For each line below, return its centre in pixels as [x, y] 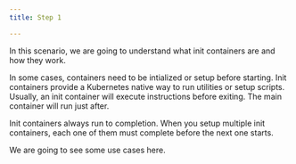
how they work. [38, 60]
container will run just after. [59, 106]
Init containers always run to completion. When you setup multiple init [137, 123]
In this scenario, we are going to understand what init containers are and [142, 51]
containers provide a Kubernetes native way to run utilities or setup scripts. [147, 86]
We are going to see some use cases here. [88, 150]
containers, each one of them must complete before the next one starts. [141, 132]
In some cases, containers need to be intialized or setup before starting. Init [148, 78]
